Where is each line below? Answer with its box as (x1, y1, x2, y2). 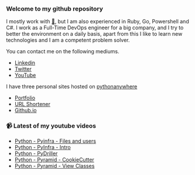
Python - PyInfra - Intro (14, 143, 71, 150)
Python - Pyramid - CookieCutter (14, 156, 95, 163)
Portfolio (14, 94, 36, 101)
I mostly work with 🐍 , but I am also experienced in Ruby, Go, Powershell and (6, 18, 189, 25)
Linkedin (14, 59, 36, 66)
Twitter (14, 66, 32, 73)
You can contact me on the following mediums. (6, 48, 119, 55)
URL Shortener (14, 101, 51, 108)
